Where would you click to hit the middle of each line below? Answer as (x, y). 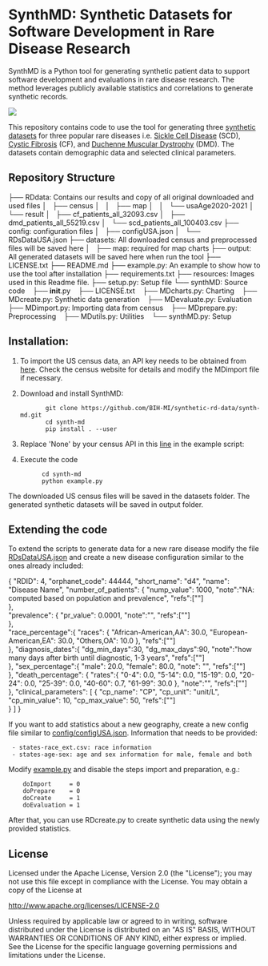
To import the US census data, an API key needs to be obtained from (133, 360)
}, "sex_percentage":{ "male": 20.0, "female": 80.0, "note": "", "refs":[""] (127, 666)
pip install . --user (81, 429)
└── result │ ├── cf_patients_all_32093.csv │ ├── (97, 214)
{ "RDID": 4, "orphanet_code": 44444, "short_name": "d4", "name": (119, 582)
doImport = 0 (52, 784)
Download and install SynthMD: (72, 393)
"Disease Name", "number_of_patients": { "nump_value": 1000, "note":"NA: (131, 590)
